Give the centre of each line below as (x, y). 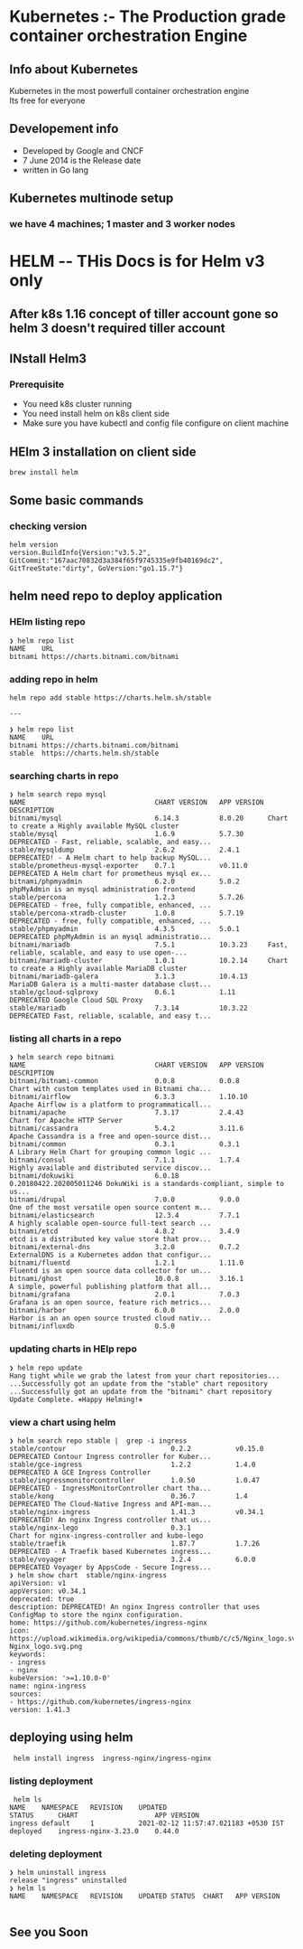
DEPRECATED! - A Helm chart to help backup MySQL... (110, 858)
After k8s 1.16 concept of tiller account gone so (144, 314)
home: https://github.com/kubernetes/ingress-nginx (108, 1623)
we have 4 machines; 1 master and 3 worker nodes (123, 224)
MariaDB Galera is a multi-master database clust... (110, 984)
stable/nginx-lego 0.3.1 (101, 1528)
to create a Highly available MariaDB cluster (98, 969)
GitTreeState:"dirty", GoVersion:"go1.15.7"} (96, 568)
